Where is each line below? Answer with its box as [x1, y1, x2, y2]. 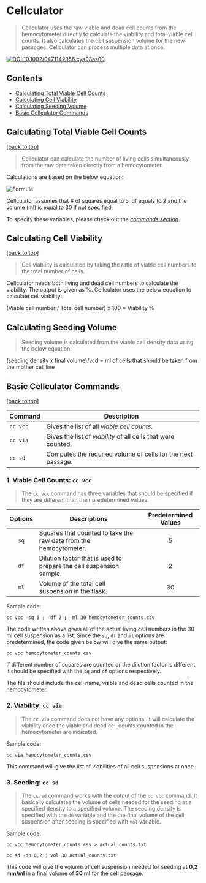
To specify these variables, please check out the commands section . [6, 215, 180, 222]
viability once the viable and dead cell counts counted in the [21, 721, 174, 729]
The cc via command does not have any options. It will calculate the [21, 715, 195, 722]
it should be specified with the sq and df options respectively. [6, 667, 162, 675]
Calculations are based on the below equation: [6, 173, 124, 181]
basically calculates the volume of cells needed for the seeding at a [21, 798, 192, 806]
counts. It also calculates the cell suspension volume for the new [21, 37, 185, 44]
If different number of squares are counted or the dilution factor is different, [6, 661, 197, 669]
